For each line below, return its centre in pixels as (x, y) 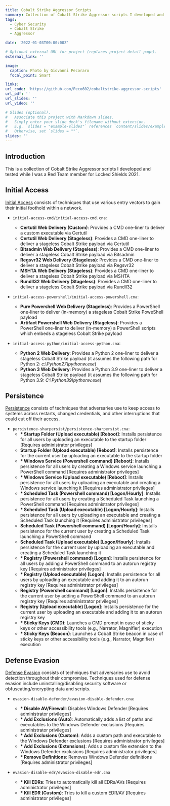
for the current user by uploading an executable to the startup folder (91, 456)
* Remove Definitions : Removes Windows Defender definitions (86, 757)
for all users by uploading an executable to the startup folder (83, 440)
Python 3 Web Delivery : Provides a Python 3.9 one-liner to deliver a (91, 369)
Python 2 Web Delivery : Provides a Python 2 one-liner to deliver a (89, 353)
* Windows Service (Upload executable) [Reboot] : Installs (81, 477)
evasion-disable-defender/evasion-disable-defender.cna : (73, 699)
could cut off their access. (32, 419)
